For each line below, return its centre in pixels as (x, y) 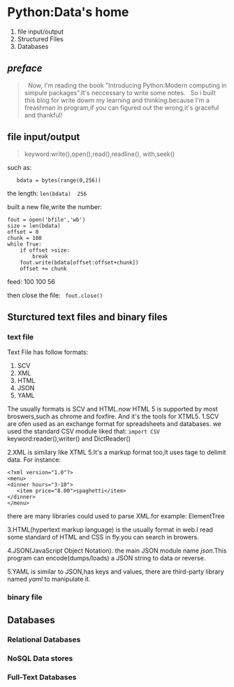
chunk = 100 (24, 238)
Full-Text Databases (42, 677)
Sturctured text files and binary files (87, 317)
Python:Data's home (68, 12)
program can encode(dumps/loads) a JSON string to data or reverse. (107, 558)
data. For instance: (34, 460)
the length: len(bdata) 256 (47, 193)
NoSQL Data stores (40, 658)
